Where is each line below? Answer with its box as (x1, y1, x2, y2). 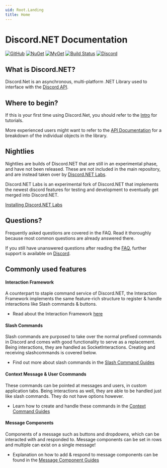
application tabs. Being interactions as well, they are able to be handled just (5, 388, 162, 394)
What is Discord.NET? (5, 65, 75, 74)
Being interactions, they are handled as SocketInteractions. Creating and (5, 344, 155, 350)
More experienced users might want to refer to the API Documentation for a (5, 127, 162, 133)
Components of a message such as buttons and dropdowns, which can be (5, 431, 159, 437)
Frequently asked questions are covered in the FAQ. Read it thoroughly (5, 229, 151, 236)
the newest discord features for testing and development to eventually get (5, 186, 158, 193)
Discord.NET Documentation (5, 34, 128, 45)
